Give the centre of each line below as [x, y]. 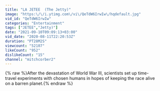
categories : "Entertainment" [35, 23]
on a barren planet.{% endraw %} [39, 84]
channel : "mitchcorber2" [30, 59]
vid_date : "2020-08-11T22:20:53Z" [40, 37]
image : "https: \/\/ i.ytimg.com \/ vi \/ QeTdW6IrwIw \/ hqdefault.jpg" [73, 14]
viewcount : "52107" [25, 46]
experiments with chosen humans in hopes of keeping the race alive [86, 78]
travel [11, 78]
